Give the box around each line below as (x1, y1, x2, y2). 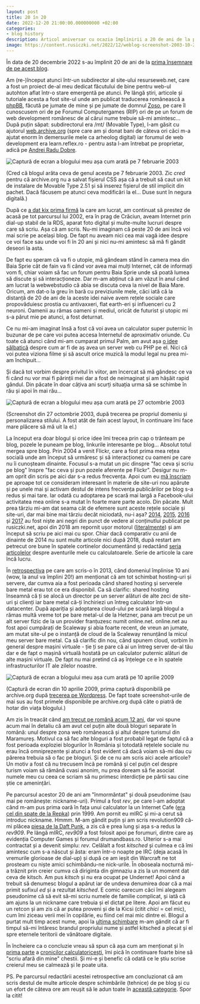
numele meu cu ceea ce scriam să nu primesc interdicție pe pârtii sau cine (6, 773, 189, 780)
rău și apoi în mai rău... (6, 387, 62, 394)
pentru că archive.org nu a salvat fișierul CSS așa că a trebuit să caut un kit (6, 176, 190, 183)
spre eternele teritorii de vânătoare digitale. (6, 930, 112, 938)
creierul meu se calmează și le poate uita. (6, 961, 108, 968)
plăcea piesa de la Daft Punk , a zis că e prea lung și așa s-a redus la (13, 822, 180, 829)
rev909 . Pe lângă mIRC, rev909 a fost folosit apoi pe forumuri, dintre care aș (6, 829, 193, 836)
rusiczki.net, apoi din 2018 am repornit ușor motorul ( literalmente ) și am (6, 524, 182, 531)
